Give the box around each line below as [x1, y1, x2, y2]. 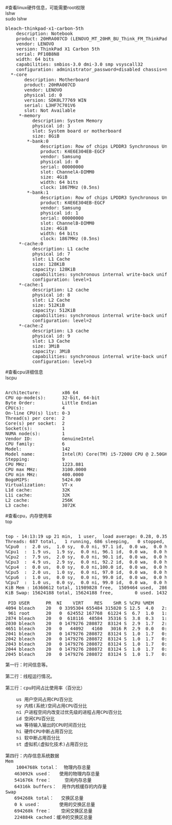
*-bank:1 [27, 190, 49, 195]
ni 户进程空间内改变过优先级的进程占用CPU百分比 [16, 709, 122, 715]
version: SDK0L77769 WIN [24, 97, 87, 103]
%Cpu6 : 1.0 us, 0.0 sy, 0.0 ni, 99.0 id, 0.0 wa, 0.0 [5, 574, 162, 580]
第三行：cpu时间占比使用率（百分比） [5, 685, 85, 691]
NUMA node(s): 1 [5, 431, 65, 437]
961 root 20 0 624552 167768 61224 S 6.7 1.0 [8, 610, 154, 616]
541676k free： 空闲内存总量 [14, 777, 92, 783]
